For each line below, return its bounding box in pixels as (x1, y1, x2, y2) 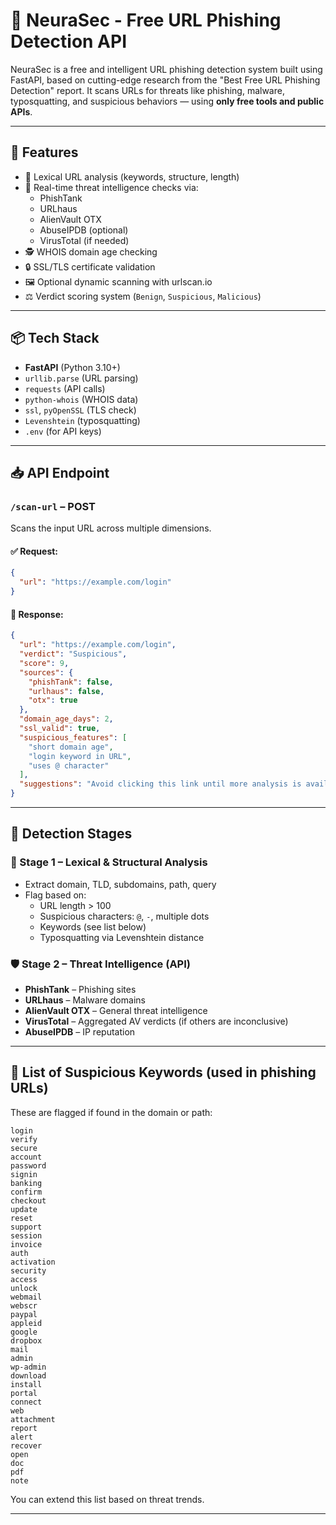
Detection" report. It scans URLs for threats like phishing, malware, (10, 84, 285, 96)
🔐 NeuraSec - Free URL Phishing (10, 9, 282, 32)
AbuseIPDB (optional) (39, 224, 129, 236)
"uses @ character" (28, 760, 110, 771)
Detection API (10, 30, 128, 53)
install (10, 1379, 43, 1389)
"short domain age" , (28, 742, 114, 752)
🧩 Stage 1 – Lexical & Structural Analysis (10, 855, 208, 869)
